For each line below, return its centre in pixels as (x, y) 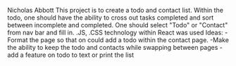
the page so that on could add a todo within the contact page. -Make (129, 40)
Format (18, 40)
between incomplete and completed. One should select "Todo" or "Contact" (118, 25)
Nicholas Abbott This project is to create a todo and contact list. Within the (116, 10)
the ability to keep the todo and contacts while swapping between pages (113, 47)
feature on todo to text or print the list (79, 55)
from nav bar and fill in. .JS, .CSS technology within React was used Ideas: (115, 32)
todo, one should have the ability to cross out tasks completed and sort (111, 18)
